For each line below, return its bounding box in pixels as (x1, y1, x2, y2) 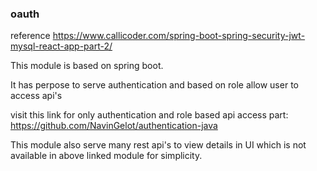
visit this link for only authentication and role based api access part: (10, 109, 289, 121)
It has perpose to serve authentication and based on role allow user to (10, 79, 299, 91)
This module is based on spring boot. (10, 60, 164, 72)
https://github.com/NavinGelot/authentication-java (10, 120, 218, 132)
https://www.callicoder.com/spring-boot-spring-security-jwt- (52, 30, 306, 42)
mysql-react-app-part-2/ (10, 40, 113, 52)
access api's (10, 90, 63, 102)
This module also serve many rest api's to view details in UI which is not (10, 139, 307, 151)
